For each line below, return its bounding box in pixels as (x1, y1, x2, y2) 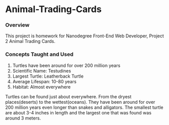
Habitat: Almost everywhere (12, 84, 71, 90)
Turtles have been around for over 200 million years (12, 62, 121, 69)
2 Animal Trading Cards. (5, 38, 55, 44)
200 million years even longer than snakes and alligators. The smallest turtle (5, 104, 163, 110)
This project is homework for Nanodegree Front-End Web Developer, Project (5, 33, 164, 39)
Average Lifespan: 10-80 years (12, 78, 77, 84)
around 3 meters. (5, 115, 41, 121)
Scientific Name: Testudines (12, 68, 72, 74)
